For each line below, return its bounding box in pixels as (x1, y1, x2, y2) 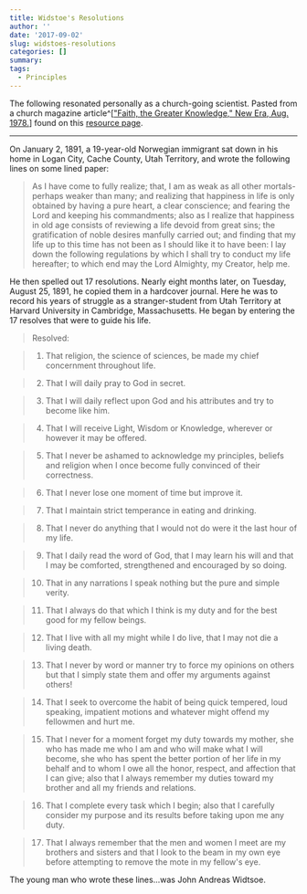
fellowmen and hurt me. (45, 716, 135, 727)
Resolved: (31, 332, 70, 343)
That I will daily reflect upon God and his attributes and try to (45, 394, 274, 406)
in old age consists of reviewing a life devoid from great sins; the (31, 219, 276, 230)
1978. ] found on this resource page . (9, 117, 143, 128)
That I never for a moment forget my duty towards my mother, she (45, 733, 294, 744)
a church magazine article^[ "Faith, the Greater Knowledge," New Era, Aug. (9, 107, 290, 119)
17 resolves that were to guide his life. (9, 314, 152, 325)
